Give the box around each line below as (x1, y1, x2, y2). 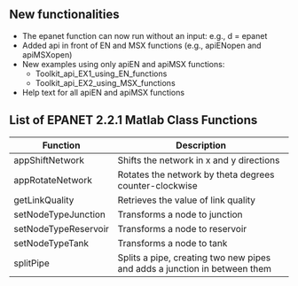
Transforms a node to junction (117, 208, 243, 220)
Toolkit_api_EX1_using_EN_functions (35, 68, 168, 79)
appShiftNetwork (13, 154, 85, 166)
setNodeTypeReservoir (13, 222, 109, 235)
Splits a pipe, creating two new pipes (117, 251, 271, 264)
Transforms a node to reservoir (117, 222, 247, 235)
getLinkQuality (13, 194, 74, 206)
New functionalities (9, 7, 120, 22)
